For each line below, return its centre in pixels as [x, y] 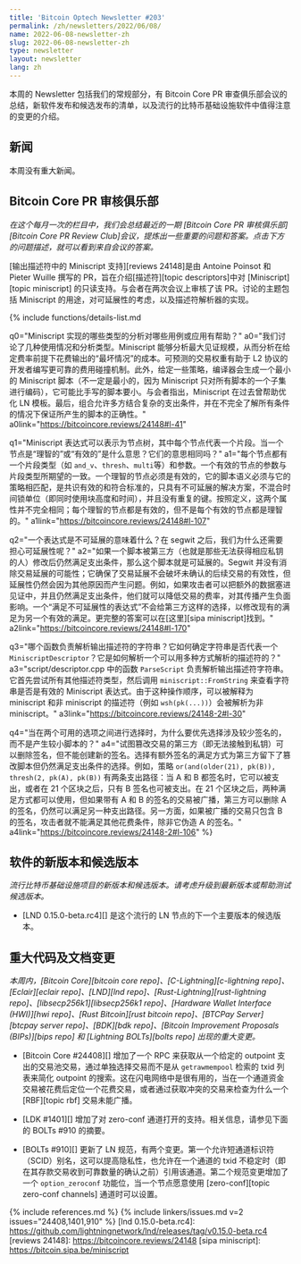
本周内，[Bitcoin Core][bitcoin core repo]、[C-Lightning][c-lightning [134, 981]
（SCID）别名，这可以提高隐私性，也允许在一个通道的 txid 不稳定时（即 [154, 1161]
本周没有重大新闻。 [45, 170]
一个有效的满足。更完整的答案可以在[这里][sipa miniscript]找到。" [153, 618]
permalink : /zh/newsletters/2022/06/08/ [86, 26]
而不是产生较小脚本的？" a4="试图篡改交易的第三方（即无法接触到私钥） [143, 744]
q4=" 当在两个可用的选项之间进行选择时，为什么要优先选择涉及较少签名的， [148, 732]
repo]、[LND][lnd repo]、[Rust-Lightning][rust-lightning [164, 992]
